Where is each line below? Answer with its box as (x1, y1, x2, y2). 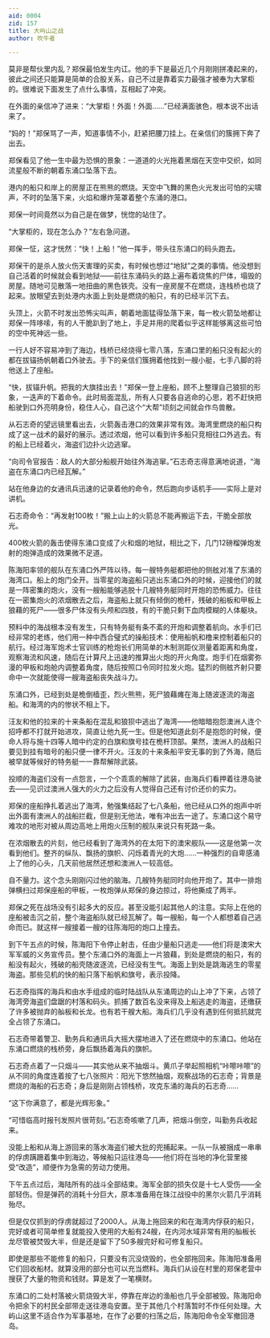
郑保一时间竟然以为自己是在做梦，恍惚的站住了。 (8, 210, 170, 219)
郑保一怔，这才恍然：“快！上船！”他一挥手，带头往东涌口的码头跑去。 (8, 244, 240, 254)
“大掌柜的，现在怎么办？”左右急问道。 (8, 226, 135, 237)
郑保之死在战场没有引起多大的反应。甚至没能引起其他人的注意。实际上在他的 (8, 903, 262, 912)
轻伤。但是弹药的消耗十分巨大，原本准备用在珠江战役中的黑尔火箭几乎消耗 (14, 1189, 262, 1199)
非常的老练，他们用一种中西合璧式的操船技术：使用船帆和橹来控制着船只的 (14, 632, 262, 642)
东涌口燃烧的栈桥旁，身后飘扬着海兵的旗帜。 (8, 1044, 157, 1054)
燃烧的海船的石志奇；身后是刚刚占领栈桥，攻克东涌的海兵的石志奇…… (8, 1081, 239, 1091)
